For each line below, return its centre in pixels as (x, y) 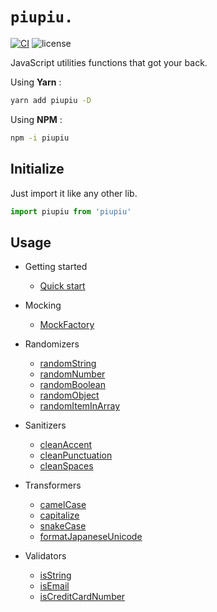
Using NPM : (36, 119)
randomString (68, 364)
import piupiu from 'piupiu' (71, 211)
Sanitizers (45, 425)
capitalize (59, 515)
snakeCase (63, 526)
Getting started (56, 267)
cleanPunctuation (76, 455)
